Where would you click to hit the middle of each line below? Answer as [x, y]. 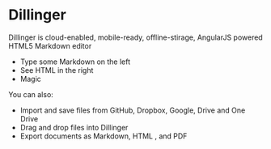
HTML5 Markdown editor [50, 45]
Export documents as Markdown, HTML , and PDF [104, 136]
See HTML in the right [57, 70]
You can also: [31, 94]
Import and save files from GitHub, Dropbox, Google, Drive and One [133, 110]
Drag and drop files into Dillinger [74, 127]
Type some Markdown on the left [75, 62]
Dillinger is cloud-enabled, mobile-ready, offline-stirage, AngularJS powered [135, 37]
